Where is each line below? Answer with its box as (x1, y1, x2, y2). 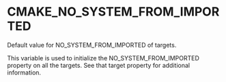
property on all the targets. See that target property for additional (7, 61, 190, 69)
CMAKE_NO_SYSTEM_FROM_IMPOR (7, 4, 220, 20)
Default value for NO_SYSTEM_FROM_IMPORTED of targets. (7, 41, 177, 49)
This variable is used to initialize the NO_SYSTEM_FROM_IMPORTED (7, 54, 200, 62)
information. (7, 68, 42, 77)
